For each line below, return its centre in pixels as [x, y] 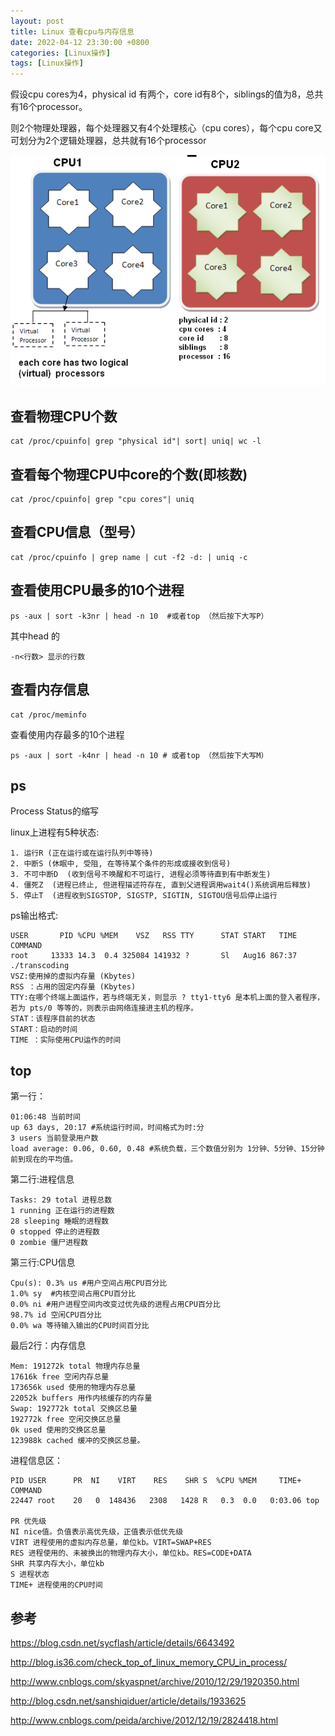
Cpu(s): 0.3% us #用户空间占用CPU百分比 [89, 1283]
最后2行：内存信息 [48, 1346]
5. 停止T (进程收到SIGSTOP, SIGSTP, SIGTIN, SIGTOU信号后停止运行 [144, 896]
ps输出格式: [34, 916]
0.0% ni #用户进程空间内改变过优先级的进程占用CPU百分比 [115, 1305]
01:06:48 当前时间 [45, 1117]
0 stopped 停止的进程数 [55, 1232]
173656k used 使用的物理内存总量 [73, 1388]
